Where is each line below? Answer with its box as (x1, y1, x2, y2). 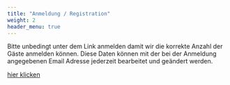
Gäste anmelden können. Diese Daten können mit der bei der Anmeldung (7, 49, 217, 58)
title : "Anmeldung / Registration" (7, 10, 111, 17)
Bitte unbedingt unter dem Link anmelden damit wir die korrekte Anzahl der (7, 42, 223, 51)
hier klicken (7, 70, 40, 79)
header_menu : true (7, 23, 61, 30)
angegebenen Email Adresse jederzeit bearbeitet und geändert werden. (7, 57, 213, 65)
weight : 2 (7, 17, 36, 24)
